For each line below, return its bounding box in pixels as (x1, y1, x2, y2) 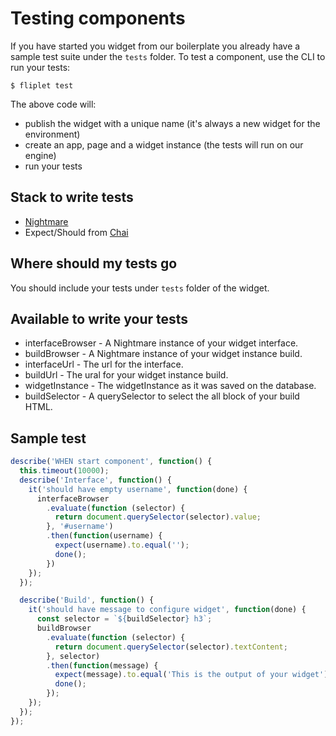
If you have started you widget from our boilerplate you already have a (10, 40, 301, 52)
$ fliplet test (10, 80, 74, 91)
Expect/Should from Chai (24, 226, 129, 238)
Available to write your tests (10, 310, 189, 327)
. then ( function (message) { (46, 660, 159, 671)
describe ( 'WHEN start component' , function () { (10, 457, 213, 467)
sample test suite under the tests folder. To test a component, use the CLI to (10, 50, 326, 62)
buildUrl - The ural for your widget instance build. (24, 369, 229, 381)
